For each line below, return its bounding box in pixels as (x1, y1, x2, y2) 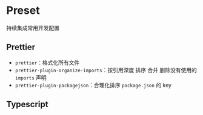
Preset (6, 4, 41, 17)
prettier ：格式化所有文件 (15, 58, 80, 66)
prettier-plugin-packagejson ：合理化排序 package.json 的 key (15, 81, 171, 89)
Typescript (6, 99, 48, 110)
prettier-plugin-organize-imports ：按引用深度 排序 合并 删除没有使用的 (15, 66, 197, 73)
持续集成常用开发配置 (6, 24, 59, 31)
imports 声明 (15, 73, 47, 81)
